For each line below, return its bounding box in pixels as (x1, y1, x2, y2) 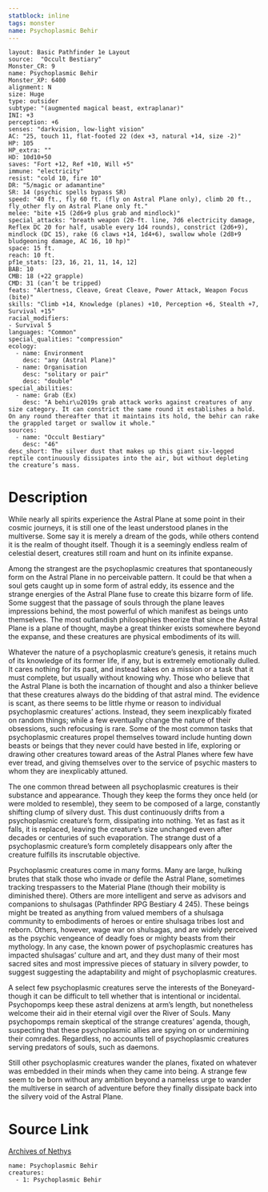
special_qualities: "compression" (8, 335, 124, 344)
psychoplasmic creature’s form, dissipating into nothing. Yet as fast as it (8, 816, 246, 826)
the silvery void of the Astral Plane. (8, 1092, 124, 1102)
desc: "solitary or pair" (22, 370, 110, 378)
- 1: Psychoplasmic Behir (15, 1176, 102, 1184)
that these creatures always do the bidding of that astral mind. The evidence (8, 690, 260, 700)
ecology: (8, 342, 38, 350)
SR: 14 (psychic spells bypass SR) (8, 189, 127, 197)
